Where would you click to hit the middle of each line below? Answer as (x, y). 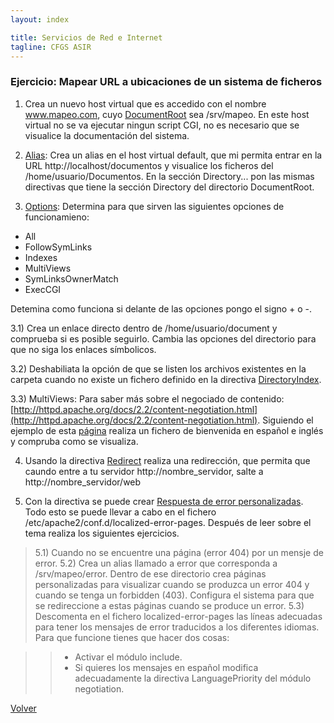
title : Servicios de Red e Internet (86, 37)
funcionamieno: (57, 217)
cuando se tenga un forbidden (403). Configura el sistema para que (174, 595)
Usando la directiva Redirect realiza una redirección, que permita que (167, 460)
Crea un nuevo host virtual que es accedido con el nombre (145, 103)
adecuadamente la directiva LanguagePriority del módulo (193, 678)
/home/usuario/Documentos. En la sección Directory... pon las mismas (169, 176)
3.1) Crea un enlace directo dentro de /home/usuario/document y (144, 328)
